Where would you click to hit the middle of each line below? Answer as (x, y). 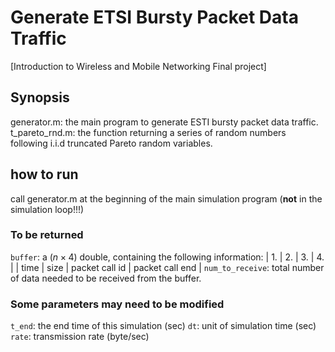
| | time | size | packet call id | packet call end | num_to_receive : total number (167, 267)
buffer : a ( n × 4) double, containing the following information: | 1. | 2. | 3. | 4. (167, 257)
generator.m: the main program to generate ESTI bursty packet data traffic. (164, 122)
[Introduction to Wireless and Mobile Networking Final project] (138, 66)
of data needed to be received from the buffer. (106, 278)
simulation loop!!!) (47, 209)
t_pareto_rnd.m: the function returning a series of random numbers (148, 132)
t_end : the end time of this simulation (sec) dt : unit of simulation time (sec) (163, 326)
